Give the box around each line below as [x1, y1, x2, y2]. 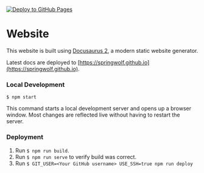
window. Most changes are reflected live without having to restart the [6, 111, 180, 118]
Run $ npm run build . [15, 146, 69, 154]
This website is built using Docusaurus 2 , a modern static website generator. [6, 47, 199, 54]
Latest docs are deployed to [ [6, 58, 80, 66]
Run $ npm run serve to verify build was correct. [15, 153, 137, 160]
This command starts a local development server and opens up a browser [6, 105, 192, 112]
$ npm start [6, 94, 37, 100]
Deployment [6, 133, 44, 141]
